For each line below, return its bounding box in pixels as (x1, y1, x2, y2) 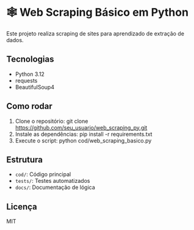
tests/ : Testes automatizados (15, 177, 90, 185)
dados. (6, 36, 24, 43)
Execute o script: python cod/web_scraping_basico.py (15, 136, 152, 144)
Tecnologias (6, 54, 54, 65)
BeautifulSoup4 (15, 83, 55, 91)
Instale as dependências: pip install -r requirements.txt (15, 130, 153, 138)
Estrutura (6, 154, 43, 165)
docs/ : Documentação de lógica (15, 184, 96, 191)
